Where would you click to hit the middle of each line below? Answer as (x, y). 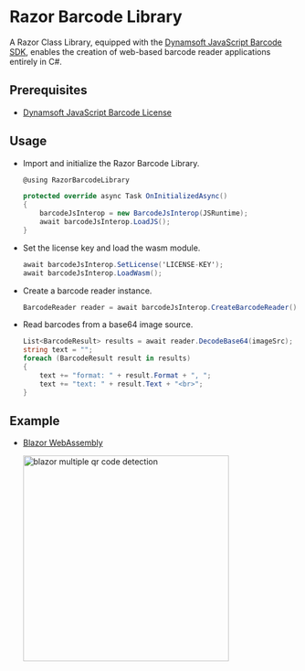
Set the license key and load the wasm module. (111, 248)
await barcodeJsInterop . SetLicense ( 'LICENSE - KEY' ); (123, 264)
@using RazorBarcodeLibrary (76, 180)
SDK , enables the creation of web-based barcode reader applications (140, 51)
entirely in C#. (36, 61)
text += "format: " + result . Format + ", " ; (126, 375)
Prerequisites (48, 90)
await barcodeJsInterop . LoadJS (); (105, 222)
